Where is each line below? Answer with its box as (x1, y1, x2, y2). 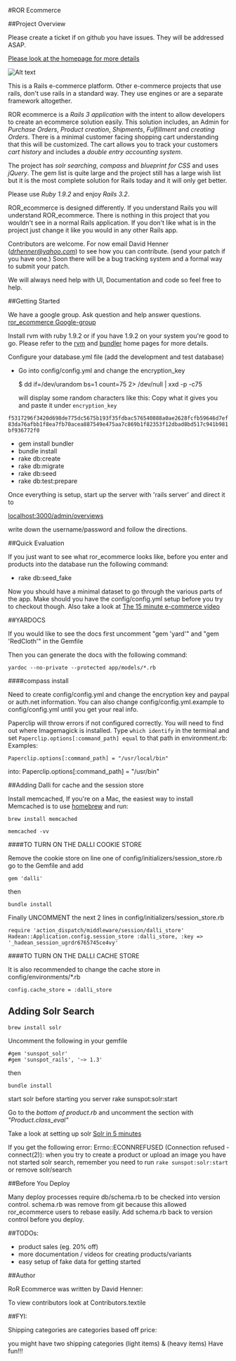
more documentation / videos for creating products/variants (18, 1250, 192, 1258)
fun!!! (8, 1346, 23, 1355)
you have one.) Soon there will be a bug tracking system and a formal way (8, 255, 223, 263)
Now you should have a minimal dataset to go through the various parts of (8, 587, 223, 596)
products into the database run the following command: (8, 560, 169, 568)
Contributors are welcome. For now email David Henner (8, 239, 169, 248)
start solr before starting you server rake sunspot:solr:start (8, 1094, 178, 1103)
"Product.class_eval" (8, 1115, 69, 1124)
